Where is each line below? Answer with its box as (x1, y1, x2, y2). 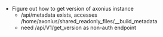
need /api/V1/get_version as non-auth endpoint (20, 24, 136, 31)
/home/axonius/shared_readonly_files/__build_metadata (20, 18, 158, 24)
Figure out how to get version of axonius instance (11, 5, 134, 12)
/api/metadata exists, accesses (20, 11, 97, 18)
